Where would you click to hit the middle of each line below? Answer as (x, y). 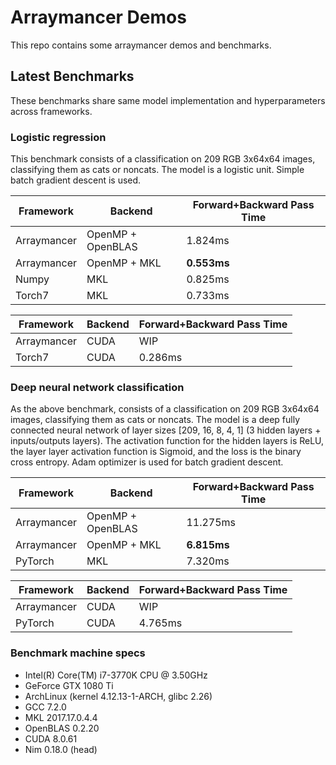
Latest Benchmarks (72, 76)
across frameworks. (51, 111)
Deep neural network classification (97, 387)
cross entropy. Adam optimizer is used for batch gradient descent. (147, 462)
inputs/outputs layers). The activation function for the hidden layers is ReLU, (167, 441)
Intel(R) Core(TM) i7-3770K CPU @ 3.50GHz (116, 675)
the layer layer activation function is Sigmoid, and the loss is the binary (156, 452)
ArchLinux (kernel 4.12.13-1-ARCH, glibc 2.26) (118, 696)
